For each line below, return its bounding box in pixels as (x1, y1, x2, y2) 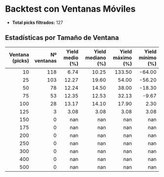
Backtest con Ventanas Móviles (5, 3, 136, 15)
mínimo (139, 54, 157, 61)
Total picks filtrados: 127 (12, 20, 63, 25)
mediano (85, 54, 106, 61)
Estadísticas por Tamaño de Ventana (5, 34, 119, 42)
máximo (113, 54, 132, 61)
